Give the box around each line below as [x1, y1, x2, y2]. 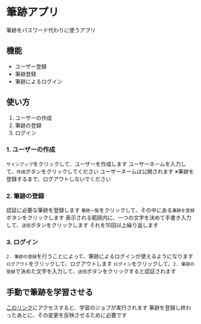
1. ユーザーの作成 [6, 145, 56, 154]
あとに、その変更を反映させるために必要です [16, 311, 127, 319]
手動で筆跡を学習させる [6, 287, 93, 297]
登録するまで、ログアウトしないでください [6, 175, 112, 182]
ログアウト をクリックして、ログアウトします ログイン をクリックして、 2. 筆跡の [6, 260, 195, 268]
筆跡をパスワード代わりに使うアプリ [6, 26, 96, 34]
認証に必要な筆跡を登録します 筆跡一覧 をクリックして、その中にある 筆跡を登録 [6, 206, 195, 214]
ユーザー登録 [14, 62, 47, 70]
